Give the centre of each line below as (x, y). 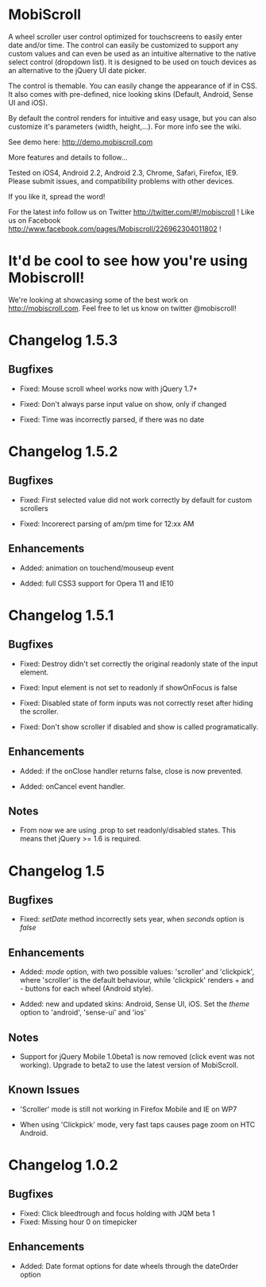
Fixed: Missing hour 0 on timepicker (78, 1222)
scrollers (34, 508)
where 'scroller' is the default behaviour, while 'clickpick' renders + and (137, 980)
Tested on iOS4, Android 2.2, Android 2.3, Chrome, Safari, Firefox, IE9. (123, 172)
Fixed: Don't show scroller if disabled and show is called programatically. (139, 727)
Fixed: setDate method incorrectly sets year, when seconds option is (132, 919)
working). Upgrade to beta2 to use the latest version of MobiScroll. (129, 1065)
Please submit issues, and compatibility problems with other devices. (121, 181)
